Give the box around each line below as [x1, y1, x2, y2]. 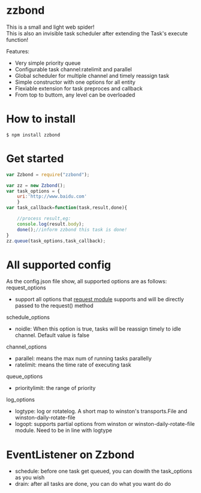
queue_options [6, 373, 43, 380]
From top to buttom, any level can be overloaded [14, 91, 136, 98]
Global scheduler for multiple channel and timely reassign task [14, 72, 170, 79]
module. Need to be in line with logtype [14, 427, 112, 434]
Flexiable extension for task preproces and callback [14, 84, 143, 92]
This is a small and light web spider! [6, 23, 95, 31]
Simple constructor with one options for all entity [14, 78, 136, 86]
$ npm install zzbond [6, 132, 61, 138]
